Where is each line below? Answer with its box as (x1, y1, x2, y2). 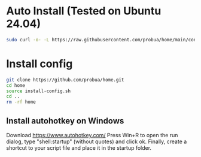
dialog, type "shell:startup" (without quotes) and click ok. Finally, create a (6, 138, 187, 145)
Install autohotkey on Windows (6, 116, 124, 126)
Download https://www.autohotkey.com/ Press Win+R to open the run (6, 131, 178, 138)
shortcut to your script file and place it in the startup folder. (6, 144, 151, 151)
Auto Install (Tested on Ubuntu (6, 4, 162, 18)
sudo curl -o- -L (6, 37, 50, 43)
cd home (6, 82, 26, 88)
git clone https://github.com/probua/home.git (6, 77, 124, 83)
